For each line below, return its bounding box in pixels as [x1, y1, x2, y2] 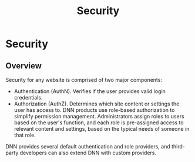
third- [172, 143, 186, 150]
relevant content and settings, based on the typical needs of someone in [14, 125, 190, 132]
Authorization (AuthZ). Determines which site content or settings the [14, 100, 180, 107]
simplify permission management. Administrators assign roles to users [14, 113, 184, 120]
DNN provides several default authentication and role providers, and [5, 143, 171, 150]
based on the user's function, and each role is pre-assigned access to [14, 119, 184, 126]
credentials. [14, 94, 43, 101]
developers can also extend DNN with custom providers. [19, 149, 157, 156]
